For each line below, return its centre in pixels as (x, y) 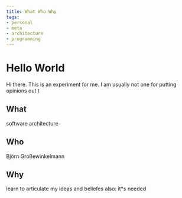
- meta (14, 28)
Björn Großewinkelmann (35, 156)
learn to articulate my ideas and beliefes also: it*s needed (76, 189)
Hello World (35, 68)
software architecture (32, 123)
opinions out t (23, 90)
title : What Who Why (32, 11)
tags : (13, 17)
